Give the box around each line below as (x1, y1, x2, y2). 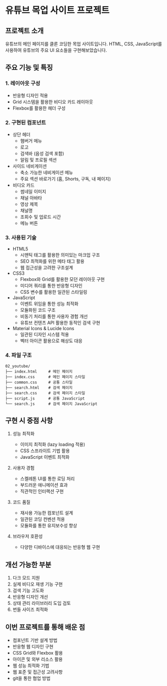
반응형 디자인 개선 (12, 594, 48, 600)
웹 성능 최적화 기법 (12, 663, 50, 669)
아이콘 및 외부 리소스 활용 (12, 656, 63, 662)
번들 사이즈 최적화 (12, 606, 48, 612)
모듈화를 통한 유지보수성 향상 (20, 523, 77, 529)
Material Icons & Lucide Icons (12, 326, 74, 332)
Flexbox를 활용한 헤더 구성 (12, 105, 66, 111)
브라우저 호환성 (12, 533, 43, 539)
